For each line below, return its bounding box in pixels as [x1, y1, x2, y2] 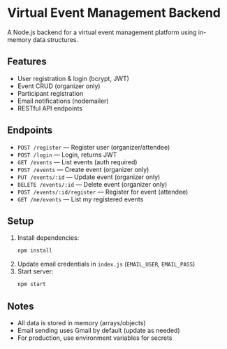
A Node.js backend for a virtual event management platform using [7, 28, 197, 36]
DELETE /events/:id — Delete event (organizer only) [17, 180, 168, 188]
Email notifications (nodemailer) [17, 97, 110, 105]
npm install [17, 247, 52, 255]
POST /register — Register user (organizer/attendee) [17, 143, 170, 151]
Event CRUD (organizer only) [17, 82, 101, 90]
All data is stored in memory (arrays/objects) [17, 318, 146, 327]
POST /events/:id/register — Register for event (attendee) [17, 187, 189, 196]
